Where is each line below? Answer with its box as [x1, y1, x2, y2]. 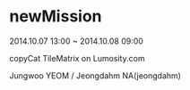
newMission [9, 6, 102, 27]
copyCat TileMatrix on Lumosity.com [9, 53, 145, 63]
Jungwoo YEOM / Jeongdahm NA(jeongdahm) [9, 70, 182, 81]
